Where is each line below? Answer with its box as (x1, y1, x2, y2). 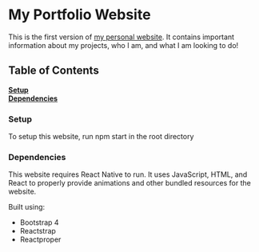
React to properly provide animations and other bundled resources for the (8, 178, 252, 188)
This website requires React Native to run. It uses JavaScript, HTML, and (8, 170, 248, 179)
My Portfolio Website (8, 6, 151, 24)
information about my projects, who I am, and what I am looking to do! (8, 40, 239, 50)
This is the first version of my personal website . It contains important (8, 32, 234, 42)
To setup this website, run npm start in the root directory (8, 132, 194, 142)
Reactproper (19, 234, 62, 245)
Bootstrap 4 (19, 218, 59, 227)
